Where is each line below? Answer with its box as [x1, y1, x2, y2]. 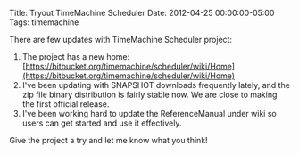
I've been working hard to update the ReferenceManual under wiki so [21, 109, 277, 118]
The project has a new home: [21, 52, 130, 61]
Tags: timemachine [9, 17, 79, 28]
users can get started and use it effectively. [21, 118, 182, 128]
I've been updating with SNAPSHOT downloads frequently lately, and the [21, 80, 290, 90]
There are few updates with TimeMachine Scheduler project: [9, 35, 233, 45]
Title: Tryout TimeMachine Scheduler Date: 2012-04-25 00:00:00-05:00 [9, 8, 275, 18]
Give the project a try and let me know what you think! [9, 135, 208, 145]
